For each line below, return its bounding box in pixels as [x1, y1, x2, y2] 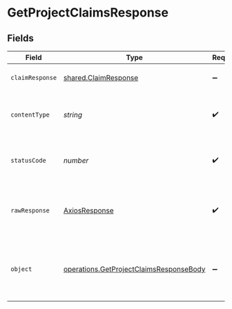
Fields [7, 32, 35, 44]
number [63, 156, 89, 165]
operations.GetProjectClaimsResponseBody [63, 264, 206, 274]
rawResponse [10, 207, 50, 215]
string [63, 110, 83, 119]
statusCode [10, 157, 46, 164]
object [10, 266, 32, 273]
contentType [10, 111, 50, 119]
